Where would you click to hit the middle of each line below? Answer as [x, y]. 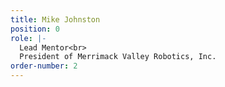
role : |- [28, 38]
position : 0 [35, 29]
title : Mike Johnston [55, 19]
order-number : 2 [44, 66]
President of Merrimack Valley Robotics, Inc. [118, 57]
